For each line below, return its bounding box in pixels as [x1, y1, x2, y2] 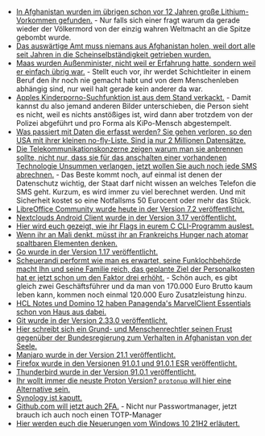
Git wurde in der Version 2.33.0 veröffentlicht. [15, 316, 168, 325]
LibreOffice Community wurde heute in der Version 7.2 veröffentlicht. [15, 204, 245, 213]
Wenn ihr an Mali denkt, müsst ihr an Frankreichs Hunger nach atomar [15, 230, 249, 239]
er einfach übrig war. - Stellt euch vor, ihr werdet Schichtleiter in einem [15, 67, 251, 76]
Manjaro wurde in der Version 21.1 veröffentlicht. [15, 350, 176, 359]
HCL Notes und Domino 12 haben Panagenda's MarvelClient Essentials [15, 299, 251, 308]
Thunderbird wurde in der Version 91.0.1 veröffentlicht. [15, 367, 197, 376]
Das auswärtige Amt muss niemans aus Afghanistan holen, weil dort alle [15, 41, 256, 51]
